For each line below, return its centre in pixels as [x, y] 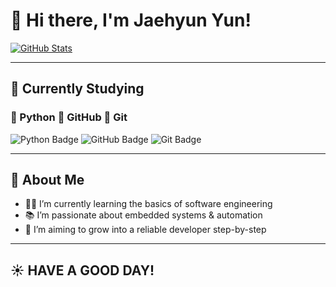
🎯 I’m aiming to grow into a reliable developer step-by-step [145, 230]
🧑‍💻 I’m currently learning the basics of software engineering [148, 204]
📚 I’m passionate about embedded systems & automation [143, 215]
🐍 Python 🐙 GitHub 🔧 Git [69, 117]
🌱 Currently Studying [77, 89]
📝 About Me [47, 180]
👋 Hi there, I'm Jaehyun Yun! [131, 20]
